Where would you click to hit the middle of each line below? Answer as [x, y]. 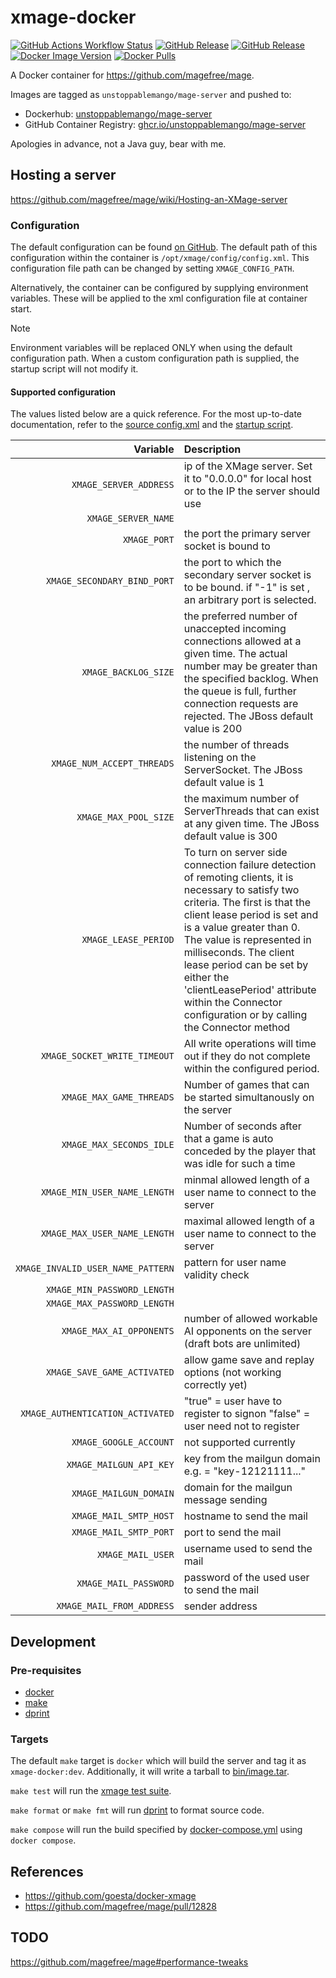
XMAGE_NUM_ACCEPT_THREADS [113, 764]
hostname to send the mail [245, 1516]
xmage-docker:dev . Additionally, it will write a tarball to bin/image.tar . [150, 1772]
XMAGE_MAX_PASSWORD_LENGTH [110, 1304]
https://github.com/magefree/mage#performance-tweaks [129, 1962]
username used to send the [248, 1549]
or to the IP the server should [252, 491]
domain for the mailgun [238, 1488]
